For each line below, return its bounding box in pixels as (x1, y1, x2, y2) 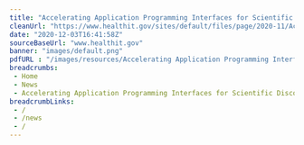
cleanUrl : (9, 22, 47, 31)
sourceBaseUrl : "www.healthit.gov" (9, 38, 144, 48)
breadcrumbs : (9, 64, 59, 73)
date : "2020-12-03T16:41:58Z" (9, 30, 124, 39)
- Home (13, 72, 39, 81)
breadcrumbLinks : (9, 96, 75, 106)
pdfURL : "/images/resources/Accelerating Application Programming (9, 55, 270, 64)
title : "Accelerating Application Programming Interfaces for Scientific (9, 13, 294, 23)
